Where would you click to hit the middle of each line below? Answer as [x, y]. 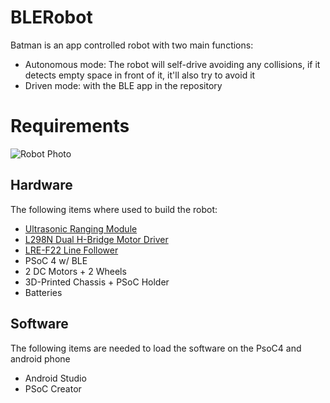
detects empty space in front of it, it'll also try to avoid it [140, 75]
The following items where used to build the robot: [114, 209]
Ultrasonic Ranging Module [81, 228]
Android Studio [55, 378]
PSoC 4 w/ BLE [56, 260]
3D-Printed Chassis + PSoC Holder [97, 282]
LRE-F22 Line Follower [71, 250]
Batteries [43, 292]
